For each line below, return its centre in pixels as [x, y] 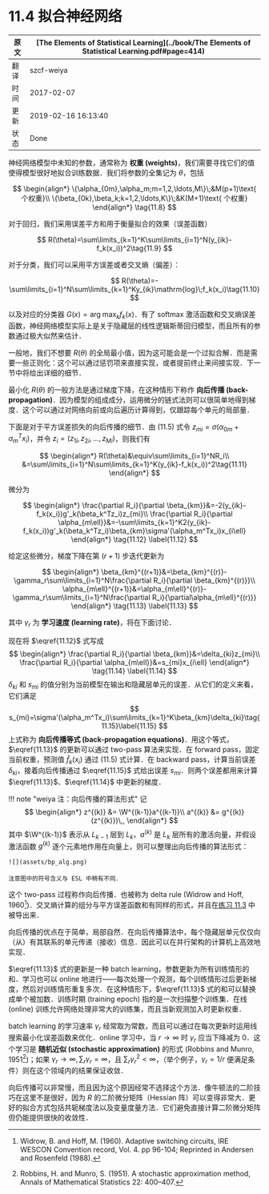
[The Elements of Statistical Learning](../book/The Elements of [143, 43]
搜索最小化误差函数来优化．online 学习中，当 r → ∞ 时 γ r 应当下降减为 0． [131, 1038]
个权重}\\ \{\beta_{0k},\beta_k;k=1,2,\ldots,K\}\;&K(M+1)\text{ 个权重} [134, 198]
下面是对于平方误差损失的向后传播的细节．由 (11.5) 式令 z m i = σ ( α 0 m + [124, 427]
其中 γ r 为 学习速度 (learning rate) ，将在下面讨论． [92, 623]
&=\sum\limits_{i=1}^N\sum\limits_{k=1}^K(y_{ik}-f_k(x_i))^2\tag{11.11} [134, 464]
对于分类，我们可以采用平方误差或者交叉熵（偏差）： [94, 264]
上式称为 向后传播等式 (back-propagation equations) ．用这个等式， [121, 739]
